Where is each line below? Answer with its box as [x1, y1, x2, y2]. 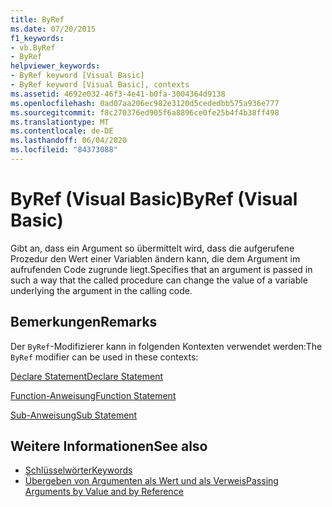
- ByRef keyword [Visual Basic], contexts [10, 80, 190, 90]
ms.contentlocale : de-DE [10, 126, 114, 136]
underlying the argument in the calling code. [10, 284, 193, 296]
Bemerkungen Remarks [10, 314, 158, 331]
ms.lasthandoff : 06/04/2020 [10, 136, 128, 146]
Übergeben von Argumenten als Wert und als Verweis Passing [24, 475, 279, 487]
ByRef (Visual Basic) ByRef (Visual [10, 188, 298, 211]
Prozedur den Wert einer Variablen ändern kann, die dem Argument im [10, 252, 301, 265]
